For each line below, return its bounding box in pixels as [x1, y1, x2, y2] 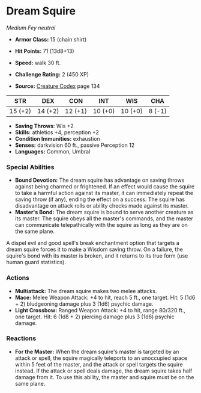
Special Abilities [6, 162, 55, 171]
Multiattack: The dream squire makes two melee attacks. [14, 287, 157, 294]
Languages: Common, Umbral [14, 147, 91, 155]
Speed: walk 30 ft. [14, 59, 61, 66]
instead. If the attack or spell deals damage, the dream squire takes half [14, 367, 193, 374]
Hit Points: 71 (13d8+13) [14, 47, 74, 55]
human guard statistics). [6, 259, 66, 266]
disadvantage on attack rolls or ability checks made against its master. [14, 202, 189, 209]
